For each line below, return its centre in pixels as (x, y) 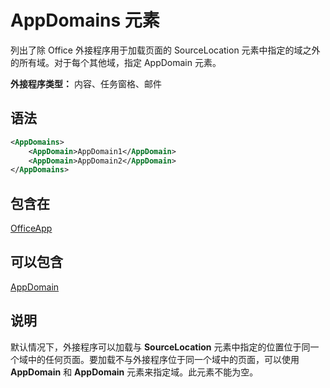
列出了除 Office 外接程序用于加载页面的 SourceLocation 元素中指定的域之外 (165, 50)
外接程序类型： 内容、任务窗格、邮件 (86, 83)
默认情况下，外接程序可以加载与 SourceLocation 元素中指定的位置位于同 (160, 347)
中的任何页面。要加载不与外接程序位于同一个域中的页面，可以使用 (163, 359)
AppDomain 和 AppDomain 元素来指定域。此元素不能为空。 (134, 372)
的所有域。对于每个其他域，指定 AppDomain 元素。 (116, 62)
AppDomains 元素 (85, 20)
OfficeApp (31, 228)
